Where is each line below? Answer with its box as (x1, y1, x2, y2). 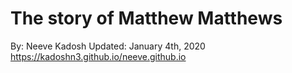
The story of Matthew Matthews (10, 7, 283, 30)
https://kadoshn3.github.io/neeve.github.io (10, 50, 187, 62)
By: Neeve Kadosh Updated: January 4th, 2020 (10, 40, 206, 52)
